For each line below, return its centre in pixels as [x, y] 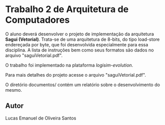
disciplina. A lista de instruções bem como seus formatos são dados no [80, 50]
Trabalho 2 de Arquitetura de [67, 9]
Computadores [37, 20]
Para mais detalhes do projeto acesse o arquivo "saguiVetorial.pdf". [76, 75]
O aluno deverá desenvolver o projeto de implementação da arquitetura [80, 34]
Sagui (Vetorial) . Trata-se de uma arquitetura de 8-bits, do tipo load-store [82, 39]
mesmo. [14, 90]
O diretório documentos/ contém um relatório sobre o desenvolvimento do [83, 85]
